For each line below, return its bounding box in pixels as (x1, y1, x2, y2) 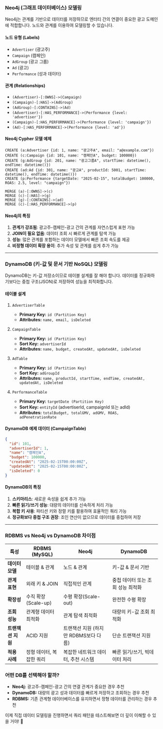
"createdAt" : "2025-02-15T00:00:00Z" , (9, 459, 88, 464)
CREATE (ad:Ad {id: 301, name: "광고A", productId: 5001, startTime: (5, 167, 147, 173)
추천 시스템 (70, 656, 95, 663)
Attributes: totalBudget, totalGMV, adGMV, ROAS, (19, 410, 119, 415)
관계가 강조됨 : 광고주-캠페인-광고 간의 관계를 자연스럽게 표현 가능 (12, 224, 135, 230)
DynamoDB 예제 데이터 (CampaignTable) (5, 426, 86, 432)
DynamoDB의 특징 (5, 484, 41, 490)
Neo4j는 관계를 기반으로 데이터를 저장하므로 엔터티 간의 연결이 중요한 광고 (5, 16, 146, 22)
